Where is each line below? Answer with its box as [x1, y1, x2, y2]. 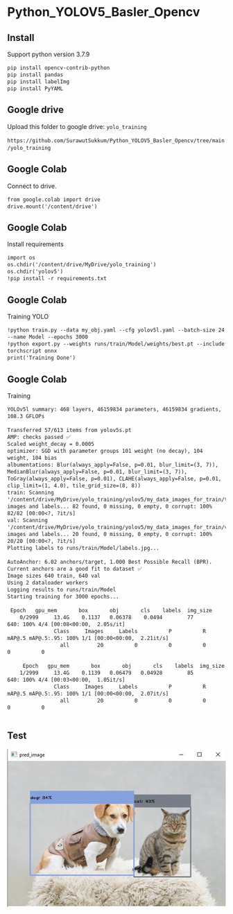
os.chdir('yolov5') [7, 268, 64, 275]
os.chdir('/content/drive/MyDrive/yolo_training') [7, 261, 157, 268]
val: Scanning [7, 517, 49, 524]
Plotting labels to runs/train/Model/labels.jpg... [7, 545, 159, 552]
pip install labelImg [7, 78, 70, 85]
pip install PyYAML [7, 85, 64, 92]
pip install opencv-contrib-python [7, 64, 110, 71]
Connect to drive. [7, 182, 57, 190]
